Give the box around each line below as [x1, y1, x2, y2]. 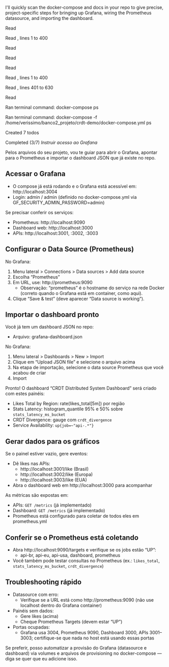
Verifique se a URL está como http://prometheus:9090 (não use [20, 596, 154, 603]
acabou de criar [12, 370, 46, 376]
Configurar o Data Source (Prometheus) [5, 245, 134, 254]
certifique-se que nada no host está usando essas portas [34, 635, 154, 641]
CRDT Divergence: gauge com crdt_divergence [12, 417, 112, 423]
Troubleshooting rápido [5, 578, 82, 587]
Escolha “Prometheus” [12, 273, 60, 280]
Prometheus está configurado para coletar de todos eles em [12, 513, 139, 519]
